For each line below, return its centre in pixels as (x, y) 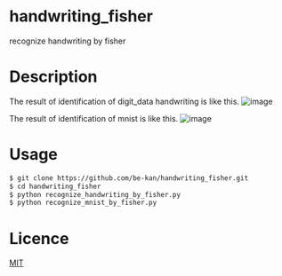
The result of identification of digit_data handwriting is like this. (125, 101)
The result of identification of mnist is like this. (94, 118)
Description (53, 77)
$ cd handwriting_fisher (55, 186)
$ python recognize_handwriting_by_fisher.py (95, 194)
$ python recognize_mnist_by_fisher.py (83, 203)
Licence (39, 238)
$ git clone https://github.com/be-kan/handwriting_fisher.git (129, 178)
